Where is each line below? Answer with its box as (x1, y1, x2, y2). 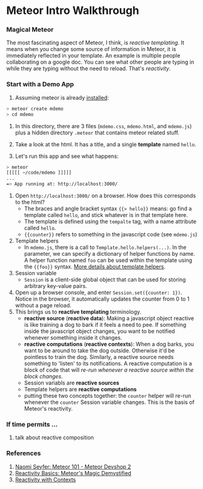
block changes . (24, 373, 63, 380)
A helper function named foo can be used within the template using (24, 256, 193, 264)
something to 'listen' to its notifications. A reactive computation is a (24, 360, 192, 368)
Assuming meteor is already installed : (15, 94, 109, 101)
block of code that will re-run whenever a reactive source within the (24, 366, 194, 374)
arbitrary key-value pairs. (24, 282, 88, 290)
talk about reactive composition (15, 434, 94, 441)
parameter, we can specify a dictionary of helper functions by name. (24, 250, 195, 258)
